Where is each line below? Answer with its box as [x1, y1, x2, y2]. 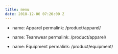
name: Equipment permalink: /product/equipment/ [12, 43, 114, 49]
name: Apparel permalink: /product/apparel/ [12, 25, 101, 30]
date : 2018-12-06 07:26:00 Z [5, 12, 65, 16]
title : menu [5, 7, 29, 12]
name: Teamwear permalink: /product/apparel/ [12, 34, 107, 40]
